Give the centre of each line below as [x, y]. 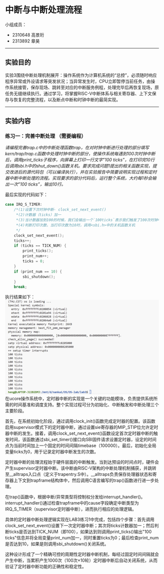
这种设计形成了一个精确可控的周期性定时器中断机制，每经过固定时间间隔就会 [82, 554]
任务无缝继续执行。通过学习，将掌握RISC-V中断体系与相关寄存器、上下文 [79, 93]
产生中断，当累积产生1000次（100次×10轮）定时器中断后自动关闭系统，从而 [81, 560]
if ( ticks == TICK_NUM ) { [40, 246]
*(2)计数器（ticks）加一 [39, 215]
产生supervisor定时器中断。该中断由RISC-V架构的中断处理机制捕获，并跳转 [81, 468]
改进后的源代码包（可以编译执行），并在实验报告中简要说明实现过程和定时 [83, 172]
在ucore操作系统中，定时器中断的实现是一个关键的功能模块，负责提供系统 [79, 399]
